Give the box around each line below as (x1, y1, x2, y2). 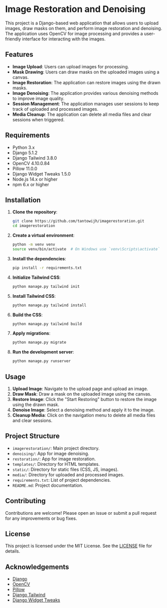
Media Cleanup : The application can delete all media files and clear (12, 111, 152, 117)
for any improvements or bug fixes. (5, 515, 77, 521)
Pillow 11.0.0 (12, 166, 37, 172)
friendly (5, 36, 21, 42)
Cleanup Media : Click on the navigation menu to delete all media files (12, 412, 156, 418)
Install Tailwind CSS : (12, 293, 56, 299)
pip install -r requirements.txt (12, 265, 82, 270)
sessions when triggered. (12, 116, 65, 123)
